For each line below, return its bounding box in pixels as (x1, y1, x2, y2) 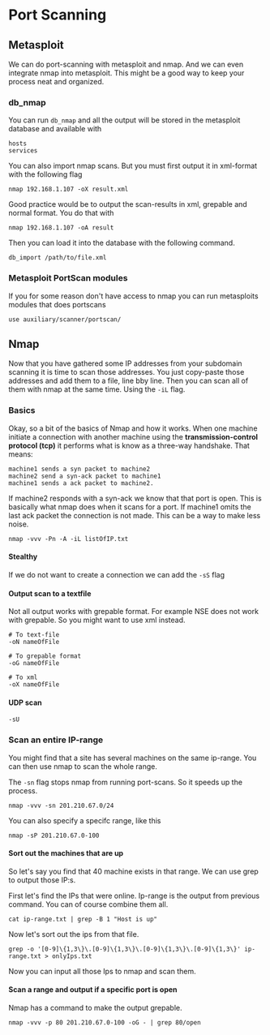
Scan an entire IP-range (8, 734, 104, 745)
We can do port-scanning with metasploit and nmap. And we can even (8, 59, 244, 69)
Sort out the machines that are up (8, 848, 124, 858)
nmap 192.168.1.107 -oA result (8, 224, 114, 232)
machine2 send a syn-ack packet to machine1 (8, 472, 161, 480)
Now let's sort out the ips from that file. (8, 929, 139, 938)
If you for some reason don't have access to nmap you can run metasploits (8, 290, 259, 301)
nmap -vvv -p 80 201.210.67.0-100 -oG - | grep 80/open (8, 1019, 201, 1027)
